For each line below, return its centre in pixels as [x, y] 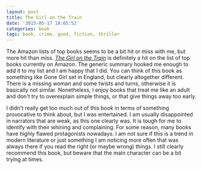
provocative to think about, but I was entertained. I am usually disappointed [99, 115]
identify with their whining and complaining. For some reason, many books [99, 127]
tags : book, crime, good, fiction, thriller [63, 34]
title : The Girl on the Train [44, 18]
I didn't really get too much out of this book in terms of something [88, 108]
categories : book [28, 29]
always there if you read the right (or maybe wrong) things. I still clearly [95, 147]
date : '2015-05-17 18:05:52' [43, 23]
